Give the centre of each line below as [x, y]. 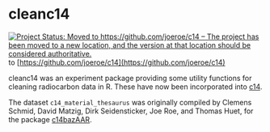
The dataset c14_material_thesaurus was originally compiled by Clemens [130, 102]
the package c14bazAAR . [50, 119]
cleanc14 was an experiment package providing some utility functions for [130, 78]
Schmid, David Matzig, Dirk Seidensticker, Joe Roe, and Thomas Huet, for [131, 111]
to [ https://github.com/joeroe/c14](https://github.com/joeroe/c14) [117, 62]
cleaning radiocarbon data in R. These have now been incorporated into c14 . [135, 87]
